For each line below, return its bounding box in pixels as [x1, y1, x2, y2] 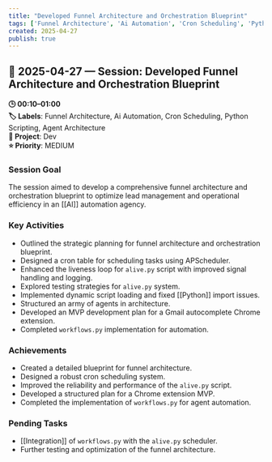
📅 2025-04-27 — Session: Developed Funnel [8, 64, 239, 78]
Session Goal [8, 164, 62, 175]
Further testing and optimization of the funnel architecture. [19, 445, 216, 455]
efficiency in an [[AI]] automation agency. [8, 199, 147, 209]
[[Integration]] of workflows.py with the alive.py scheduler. [19, 436, 219, 446]
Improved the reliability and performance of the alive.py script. [19, 380, 232, 390]
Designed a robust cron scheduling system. [19, 371, 166, 381]
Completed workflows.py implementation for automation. [19, 324, 209, 334]
